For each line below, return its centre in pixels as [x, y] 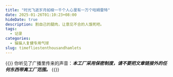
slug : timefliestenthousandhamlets [43, 48]
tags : [11, 29]
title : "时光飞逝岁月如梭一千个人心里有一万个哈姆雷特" [58, 10]
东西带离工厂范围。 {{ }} [34, 69]
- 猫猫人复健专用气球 [30, 43]
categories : [18, 39]
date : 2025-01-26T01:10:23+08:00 [41, 15]
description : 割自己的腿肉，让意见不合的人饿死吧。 [55, 24]
